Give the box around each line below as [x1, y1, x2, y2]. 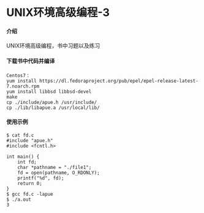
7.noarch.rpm [6, 83, 40, 89]
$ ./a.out [6, 196, 32, 203]
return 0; [17, 180, 43, 187]
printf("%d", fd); [17, 175, 64, 181]
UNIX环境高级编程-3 [6, 6, 110, 20]
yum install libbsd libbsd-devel [6, 88, 92, 95]
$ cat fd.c [6, 132, 34, 138]
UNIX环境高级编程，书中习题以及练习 [6, 42, 100, 50]
